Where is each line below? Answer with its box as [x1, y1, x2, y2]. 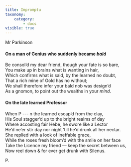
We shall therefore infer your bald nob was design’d [5, 83, 111, 89]
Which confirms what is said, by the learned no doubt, [5, 73, 117, 79]
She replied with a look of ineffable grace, [5, 132, 91, 138]
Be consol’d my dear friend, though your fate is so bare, [5, 62, 120, 68]
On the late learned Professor [5, 99, 67, 105]
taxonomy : [5, 12, 26, 17]
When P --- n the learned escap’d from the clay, [5, 110, 104, 117]
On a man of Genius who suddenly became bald [5, 51, 106, 57]
